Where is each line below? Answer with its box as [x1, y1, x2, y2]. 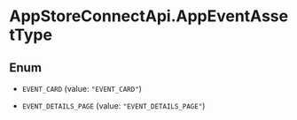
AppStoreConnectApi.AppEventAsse [9, 6, 289, 26]
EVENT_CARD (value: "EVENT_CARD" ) [21, 84, 142, 94]
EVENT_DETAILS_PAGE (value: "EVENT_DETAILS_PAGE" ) [21, 101, 206, 111]
